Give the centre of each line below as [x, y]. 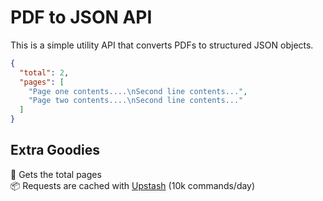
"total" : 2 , [44, 72]
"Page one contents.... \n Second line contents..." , [138, 91]
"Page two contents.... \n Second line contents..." [136, 101]
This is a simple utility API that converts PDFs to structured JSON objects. [162, 45]
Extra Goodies [55, 150]
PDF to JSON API [81, 17]
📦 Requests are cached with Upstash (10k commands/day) [133, 185]
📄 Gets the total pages [56, 174]
